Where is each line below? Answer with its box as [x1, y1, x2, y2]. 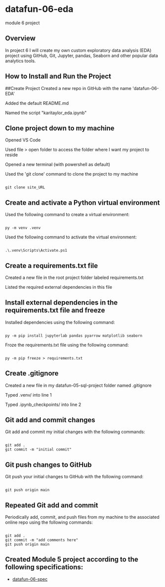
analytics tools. [5, 58, 36, 64]
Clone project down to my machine [5, 124, 115, 132]
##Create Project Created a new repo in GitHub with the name [5, 85, 132, 91]
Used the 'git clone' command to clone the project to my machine [5, 171, 138, 177]
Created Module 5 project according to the [5, 555, 138, 564]
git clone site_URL [5, 185, 45, 190]
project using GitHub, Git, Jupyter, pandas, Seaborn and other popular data [5, 52, 158, 58]
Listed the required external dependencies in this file [5, 284, 113, 290]
